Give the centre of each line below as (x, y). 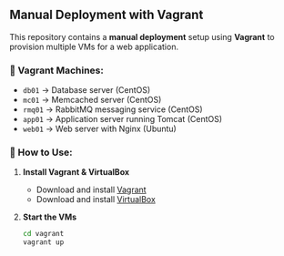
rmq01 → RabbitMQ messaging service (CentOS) (112, 109)
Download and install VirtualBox (96, 200)
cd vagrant (43, 234)
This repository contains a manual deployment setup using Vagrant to (142, 36)
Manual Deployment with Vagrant (106, 15)
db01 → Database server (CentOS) (86, 90)
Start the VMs (50, 217)
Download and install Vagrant (91, 189)
